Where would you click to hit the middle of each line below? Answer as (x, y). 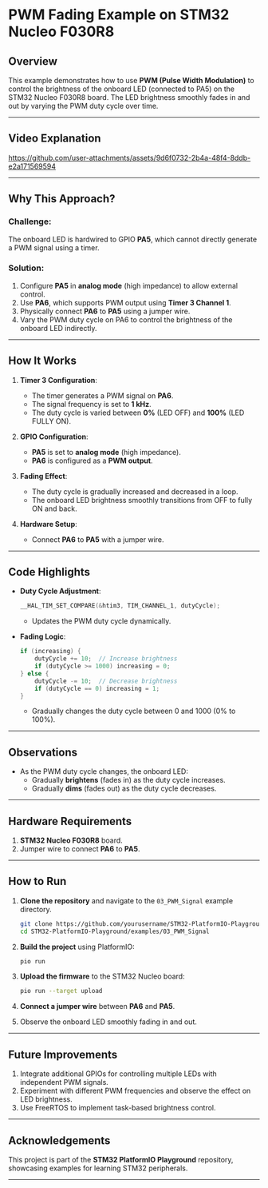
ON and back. (54, 508)
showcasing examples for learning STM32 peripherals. (98, 1168)
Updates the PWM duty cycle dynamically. (101, 621)
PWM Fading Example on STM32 (119, 15)
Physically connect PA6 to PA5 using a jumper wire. (105, 311)
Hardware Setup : (48, 524)
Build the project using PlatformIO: (77, 947)
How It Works (43, 361)
